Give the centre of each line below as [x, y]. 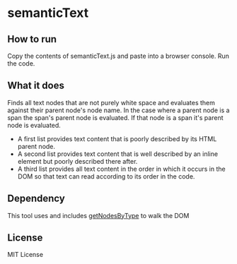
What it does [36, 86]
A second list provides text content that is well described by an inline [117, 154]
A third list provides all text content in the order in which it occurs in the [121, 169]
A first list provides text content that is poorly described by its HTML [117, 138]
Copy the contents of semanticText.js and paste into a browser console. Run [118, 56]
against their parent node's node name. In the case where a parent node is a [118, 110]
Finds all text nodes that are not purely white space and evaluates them [111, 102]
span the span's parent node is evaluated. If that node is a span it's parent [115, 117]
